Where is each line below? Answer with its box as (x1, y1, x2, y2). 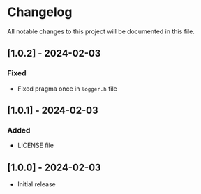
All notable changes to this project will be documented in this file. (7, 27, 195, 36)
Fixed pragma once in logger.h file (17, 84, 117, 93)
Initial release (17, 180, 56, 188)
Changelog (7, 4, 73, 20)
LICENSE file (17, 141, 54, 150)
